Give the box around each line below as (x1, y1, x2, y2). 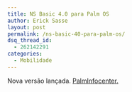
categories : (7, 51, 43, 58)
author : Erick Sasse (7, 17, 69, 24)
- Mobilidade (13, 57, 53, 64)
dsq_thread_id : (7, 37, 53, 44)
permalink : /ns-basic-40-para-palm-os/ (7, 30, 126, 38)
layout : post (7, 24, 46, 31)
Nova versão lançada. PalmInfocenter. (7, 76, 119, 85)
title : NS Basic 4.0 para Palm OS (7, 10, 110, 18)
